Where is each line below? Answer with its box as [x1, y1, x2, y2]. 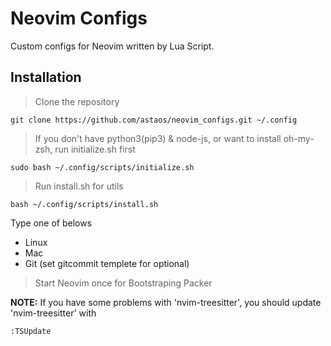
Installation [10, 69, 82, 86]
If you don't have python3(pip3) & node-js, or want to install [34, 132, 282, 144]
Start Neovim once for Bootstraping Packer [34, 277, 213, 289]
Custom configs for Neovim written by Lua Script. [10, 40, 215, 52]
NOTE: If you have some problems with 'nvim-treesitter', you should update [10, 296, 322, 308]
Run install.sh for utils [34, 180, 124, 192]
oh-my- [283, 132, 315, 144]
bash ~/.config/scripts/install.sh [10, 199, 159, 209]
